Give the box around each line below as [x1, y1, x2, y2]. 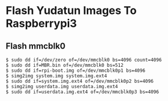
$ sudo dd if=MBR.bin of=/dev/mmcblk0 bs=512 [5, 62, 123, 68]
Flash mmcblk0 [5, 41, 65, 51]
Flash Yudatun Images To [5, 4, 137, 18]
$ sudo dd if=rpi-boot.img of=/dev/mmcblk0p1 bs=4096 [5, 68, 146, 74]
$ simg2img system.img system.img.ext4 [5, 73, 108, 79]
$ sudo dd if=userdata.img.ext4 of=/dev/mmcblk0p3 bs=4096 [5, 89, 159, 95]
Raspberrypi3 [5, 16, 77, 30]
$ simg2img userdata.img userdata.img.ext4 [5, 83, 119, 89]
